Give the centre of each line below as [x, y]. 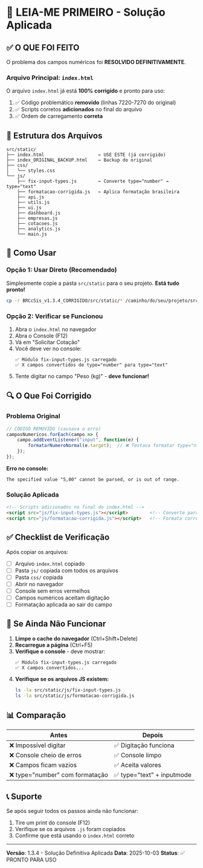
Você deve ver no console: [48, 348]
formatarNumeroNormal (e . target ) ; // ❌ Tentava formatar [101, 446]
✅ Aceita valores [138, 765]
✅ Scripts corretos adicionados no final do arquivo [79, 109]
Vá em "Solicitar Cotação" [47, 342]
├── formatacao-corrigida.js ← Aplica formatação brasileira [98, 192]
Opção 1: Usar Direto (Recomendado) [62, 270]
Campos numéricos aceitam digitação [62, 598]
